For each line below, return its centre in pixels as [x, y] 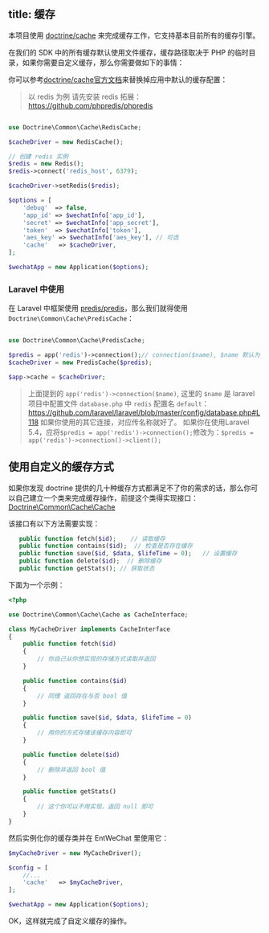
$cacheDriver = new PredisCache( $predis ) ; [80, 362]
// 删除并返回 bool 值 [71, 770]
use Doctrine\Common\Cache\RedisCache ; [75, 127]
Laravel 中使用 [37, 289]
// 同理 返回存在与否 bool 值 [82, 696]
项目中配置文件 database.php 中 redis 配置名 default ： [118, 403]
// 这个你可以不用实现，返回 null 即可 [96, 807]
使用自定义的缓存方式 [61, 467]
